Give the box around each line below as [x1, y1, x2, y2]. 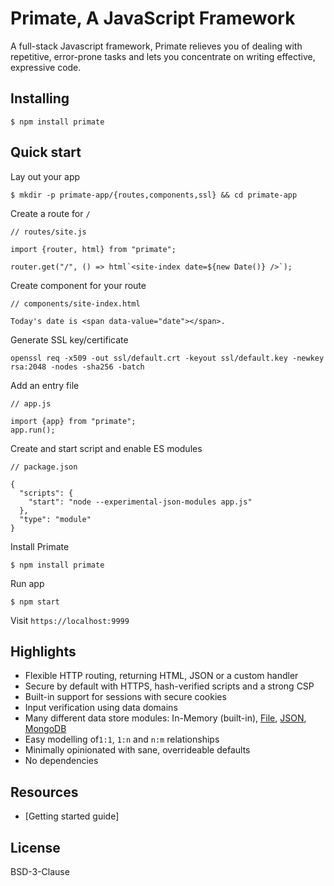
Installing [10, 90, 70, 107]
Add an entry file [10, 379, 80, 391]
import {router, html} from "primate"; [10, 244, 177, 254]
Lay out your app [10, 170, 81, 182]
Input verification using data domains [24, 702, 178, 714]
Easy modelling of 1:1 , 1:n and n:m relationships [24, 733, 220, 746]
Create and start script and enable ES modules [10, 442, 203, 454]
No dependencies [24, 755, 99, 767]
